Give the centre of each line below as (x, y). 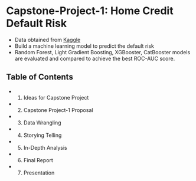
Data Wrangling (42, 123)
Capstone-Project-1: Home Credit (90, 11)
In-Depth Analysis (45, 147)
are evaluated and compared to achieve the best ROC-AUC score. (95, 58)
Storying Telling (43, 135)
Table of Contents (40, 77)
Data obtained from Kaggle (48, 40)
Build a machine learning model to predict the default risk (84, 46)
